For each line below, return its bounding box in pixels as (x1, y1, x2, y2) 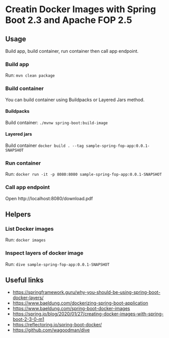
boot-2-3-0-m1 (12, 316, 45, 322)
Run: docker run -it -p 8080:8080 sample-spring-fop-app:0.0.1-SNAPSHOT (5, 171, 162, 177)
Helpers (5, 210, 31, 219)
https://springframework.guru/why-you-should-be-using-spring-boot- (12, 289, 161, 295)
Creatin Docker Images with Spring (5, 4, 156, 15)
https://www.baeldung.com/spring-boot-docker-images (12, 305, 130, 312)
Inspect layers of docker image (5, 250, 83, 257)
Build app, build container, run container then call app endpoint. (5, 48, 139, 54)
